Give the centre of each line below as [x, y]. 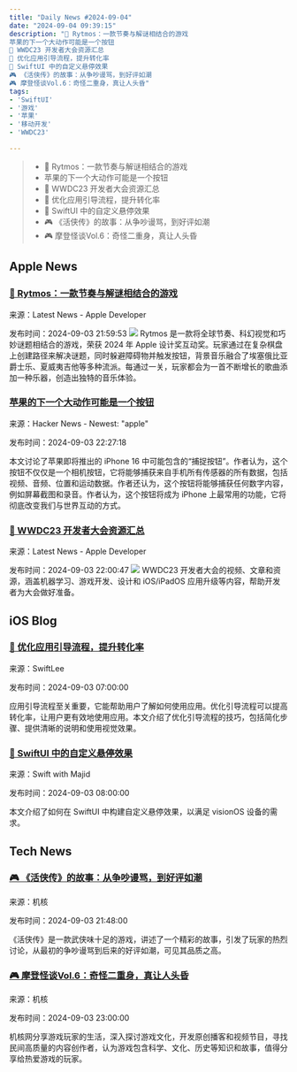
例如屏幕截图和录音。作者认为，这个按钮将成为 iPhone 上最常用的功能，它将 [148, 494]
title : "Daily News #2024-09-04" [71, 17]
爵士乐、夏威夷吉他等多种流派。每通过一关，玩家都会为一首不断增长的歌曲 [145, 366]
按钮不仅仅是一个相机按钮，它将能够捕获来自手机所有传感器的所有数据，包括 [148, 472]
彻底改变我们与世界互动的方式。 [67, 505]
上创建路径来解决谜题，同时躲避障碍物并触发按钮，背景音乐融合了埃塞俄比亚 [148, 356]
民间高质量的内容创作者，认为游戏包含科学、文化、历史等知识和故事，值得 [145, 1048]
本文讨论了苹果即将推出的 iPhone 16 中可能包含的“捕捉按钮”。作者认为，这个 [148, 461]
